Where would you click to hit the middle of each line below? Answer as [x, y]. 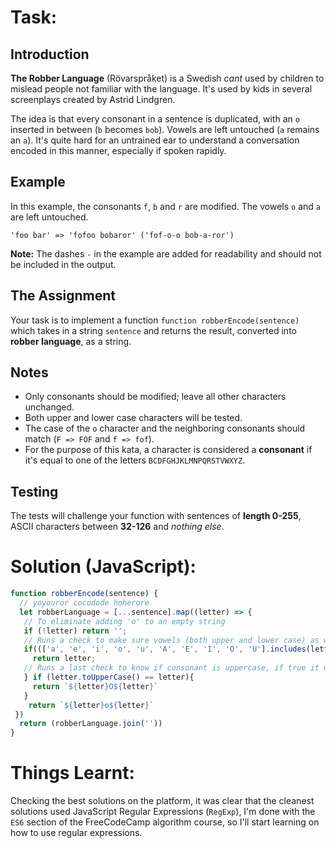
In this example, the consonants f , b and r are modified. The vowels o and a [165, 206]
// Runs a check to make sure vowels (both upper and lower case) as [171, 640]
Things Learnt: [72, 773]
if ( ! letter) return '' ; [75, 631]
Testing [34, 491]
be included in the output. [63, 264]
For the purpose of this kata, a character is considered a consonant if [168, 450]
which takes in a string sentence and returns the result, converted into [153, 330]
